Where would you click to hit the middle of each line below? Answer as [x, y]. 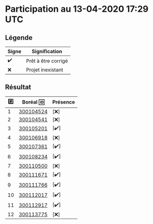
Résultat [18, 87]
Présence [64, 102]
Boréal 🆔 [33, 102]
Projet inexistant [45, 70]
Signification [47, 51]
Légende [19, 38]
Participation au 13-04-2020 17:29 [77, 9]
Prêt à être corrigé [47, 61]
